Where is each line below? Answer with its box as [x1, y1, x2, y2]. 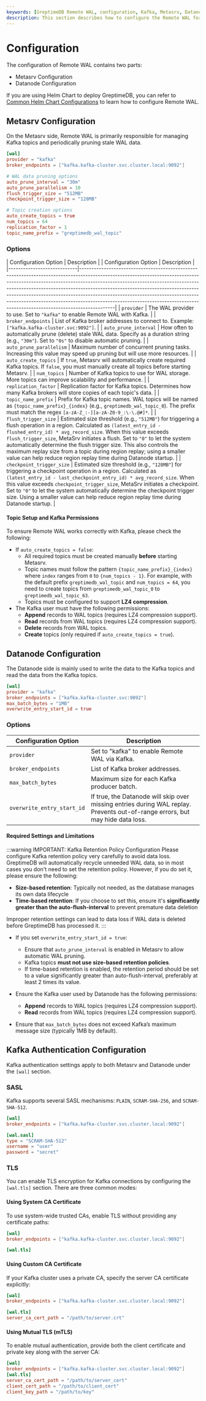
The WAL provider [148, 304, 194, 311]
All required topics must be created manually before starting [24, 553, 177, 560]
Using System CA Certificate [6, 1198, 82, 1206]
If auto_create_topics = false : [15, 546, 94, 553]
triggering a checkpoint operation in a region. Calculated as [6, 467, 156, 475]
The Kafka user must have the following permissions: [15, 605, 150, 612]
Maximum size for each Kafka [91, 774, 177, 783]
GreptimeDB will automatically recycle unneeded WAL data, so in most [6, 859, 184, 866]
